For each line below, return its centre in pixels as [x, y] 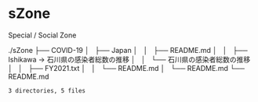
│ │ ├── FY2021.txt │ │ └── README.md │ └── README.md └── [127, 68]
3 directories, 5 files [47, 90]
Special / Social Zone [42, 35]
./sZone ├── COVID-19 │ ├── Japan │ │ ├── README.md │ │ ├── [128, 50]
